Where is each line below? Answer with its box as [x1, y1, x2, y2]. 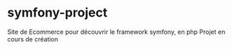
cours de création [7, 35, 58, 43]
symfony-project [7, 5, 108, 21]
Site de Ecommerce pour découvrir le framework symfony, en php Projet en [7, 28, 226, 36]
